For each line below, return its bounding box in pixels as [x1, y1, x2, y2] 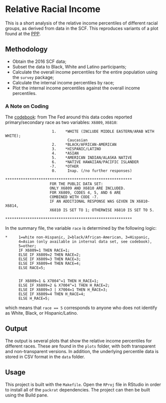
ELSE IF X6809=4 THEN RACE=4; [18, 261, 81, 266]
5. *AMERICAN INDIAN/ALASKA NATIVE [52, 155, 133, 160]
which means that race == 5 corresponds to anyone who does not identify [5, 305, 158, 311]
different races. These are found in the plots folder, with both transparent [5, 343, 156, 349]
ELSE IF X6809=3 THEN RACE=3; [18, 257, 81, 262]
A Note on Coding [5, 102, 49, 109]
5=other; [18, 244, 37, 249]
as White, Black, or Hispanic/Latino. [5, 310, 78, 316]
